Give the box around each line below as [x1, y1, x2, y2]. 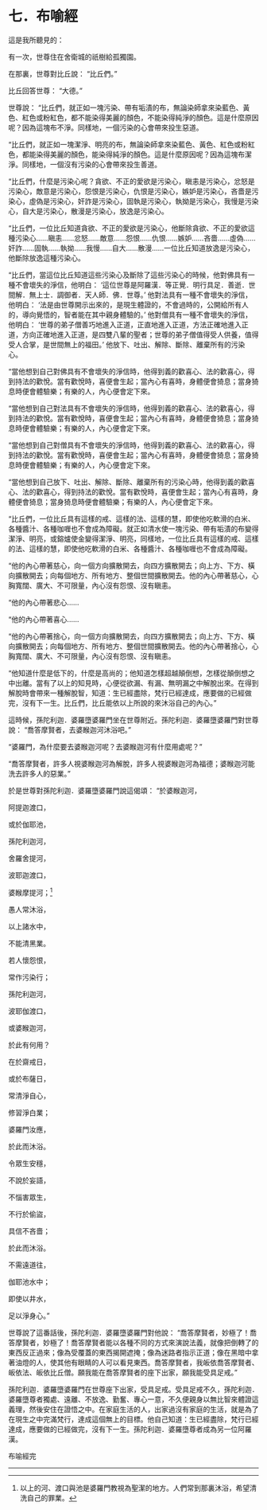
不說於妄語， [8, 1176, 50, 1185]
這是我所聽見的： [8, 35, 64, 45]
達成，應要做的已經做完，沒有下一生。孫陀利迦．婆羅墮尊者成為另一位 [8, 1424, 238, 1434]
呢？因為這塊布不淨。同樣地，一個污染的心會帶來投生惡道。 [8, 123, 203, 132]
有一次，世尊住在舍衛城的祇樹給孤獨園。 [8, 52, 141, 61]
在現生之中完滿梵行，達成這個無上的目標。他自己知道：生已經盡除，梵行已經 [8, 1414, 259, 1424]
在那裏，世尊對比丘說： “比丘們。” [8, 68, 118, 78]
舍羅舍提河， [8, 853, 50, 863]
